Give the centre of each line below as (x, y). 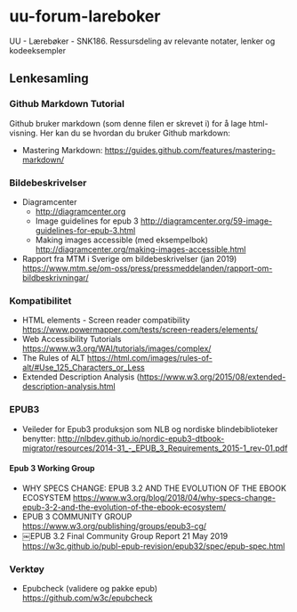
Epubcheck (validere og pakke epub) (90, 589)
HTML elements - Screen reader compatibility (106, 320)
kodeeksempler (38, 50)
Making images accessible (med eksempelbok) (122, 240)
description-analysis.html (68, 387)
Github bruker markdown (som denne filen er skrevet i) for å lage (128, 123)
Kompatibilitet (40, 300)
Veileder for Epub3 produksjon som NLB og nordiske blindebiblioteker (150, 428)
